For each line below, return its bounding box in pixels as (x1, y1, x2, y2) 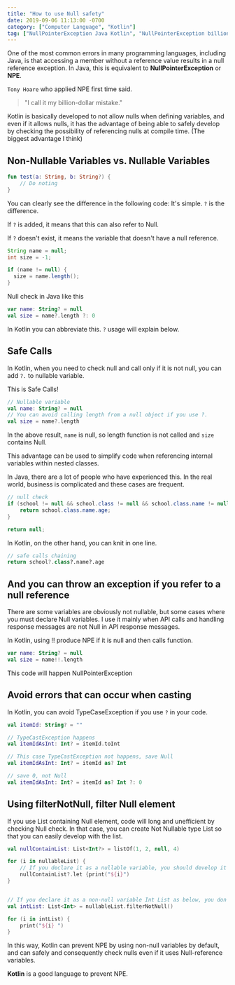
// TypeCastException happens (7, 734, 96, 741)
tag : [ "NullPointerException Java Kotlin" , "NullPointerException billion (7, 29, 230, 37)
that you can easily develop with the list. (7, 831, 123, 840)
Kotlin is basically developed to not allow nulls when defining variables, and (7, 112, 225, 121)
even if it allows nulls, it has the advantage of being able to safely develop (7, 120, 220, 128)
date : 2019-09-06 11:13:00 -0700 (7, 17, 105, 24)
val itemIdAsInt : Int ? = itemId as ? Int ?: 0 (7, 779, 143, 786)
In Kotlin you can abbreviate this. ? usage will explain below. (7, 325, 180, 333)
